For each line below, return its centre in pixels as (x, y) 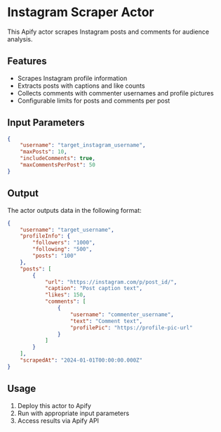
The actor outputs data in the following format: (74, 210)
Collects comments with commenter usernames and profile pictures (115, 93)
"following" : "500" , (62, 249)
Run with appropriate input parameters (73, 413)
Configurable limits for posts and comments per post (94, 100)
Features (27, 61)
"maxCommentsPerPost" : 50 (58, 165)
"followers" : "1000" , (64, 243)
